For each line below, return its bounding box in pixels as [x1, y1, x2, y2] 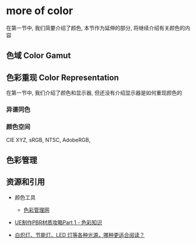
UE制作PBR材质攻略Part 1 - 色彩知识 [14, 219, 102, 226]
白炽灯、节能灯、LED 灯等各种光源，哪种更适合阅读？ [14, 231, 145, 238]
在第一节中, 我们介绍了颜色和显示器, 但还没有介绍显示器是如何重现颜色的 [6, 90, 182, 97]
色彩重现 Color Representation [6, 72, 119, 83]
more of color [6, 4, 74, 18]
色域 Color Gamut [6, 51, 71, 61]
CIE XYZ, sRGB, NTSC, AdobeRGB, [6, 137, 91, 144]
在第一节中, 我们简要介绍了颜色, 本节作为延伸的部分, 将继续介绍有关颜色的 [6, 24, 185, 31]
